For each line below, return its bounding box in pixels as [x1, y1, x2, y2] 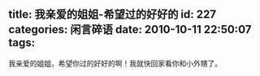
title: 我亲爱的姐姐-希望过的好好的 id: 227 [8, 7, 217, 22]
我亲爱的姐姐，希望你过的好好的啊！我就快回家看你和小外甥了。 [8, 58, 222, 68]
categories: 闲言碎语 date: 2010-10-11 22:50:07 [8, 23, 252, 36]
